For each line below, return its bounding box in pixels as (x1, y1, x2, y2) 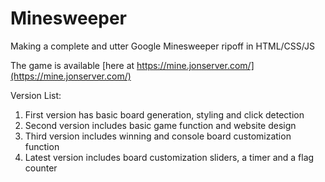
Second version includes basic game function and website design (24, 119, 297, 131)
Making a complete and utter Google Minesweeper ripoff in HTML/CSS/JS (10, 40, 315, 52)
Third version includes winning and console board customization (24, 130, 292, 142)
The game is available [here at (10, 59, 135, 71)
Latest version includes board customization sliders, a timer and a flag (24, 151, 315, 163)
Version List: (10, 89, 62, 101)
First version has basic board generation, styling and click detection (24, 108, 305, 121)
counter (24, 162, 58, 174)
